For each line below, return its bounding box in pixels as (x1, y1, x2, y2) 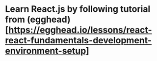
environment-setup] (5, 45, 89, 57)
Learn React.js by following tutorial (5, 3, 151, 15)
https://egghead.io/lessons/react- (8, 25, 152, 35)
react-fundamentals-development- (5, 35, 152, 46)
